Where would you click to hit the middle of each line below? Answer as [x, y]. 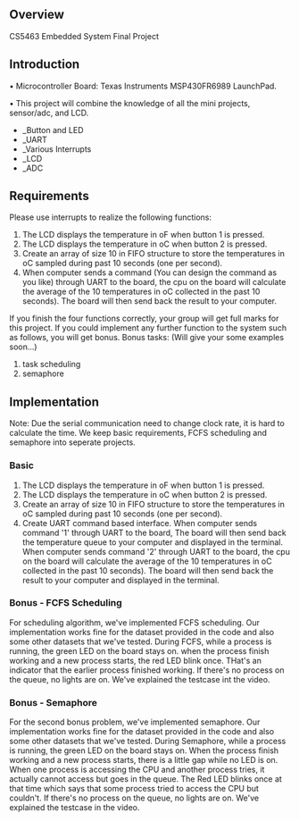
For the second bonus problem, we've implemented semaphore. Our [135, 722]
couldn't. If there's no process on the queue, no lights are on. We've [134, 798]
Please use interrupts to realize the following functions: [111, 217]
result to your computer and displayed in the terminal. [121, 580]
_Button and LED [53, 130]
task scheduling [51, 364]
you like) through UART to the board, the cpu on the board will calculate [154, 282]
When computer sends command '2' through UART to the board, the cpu [156, 551]
